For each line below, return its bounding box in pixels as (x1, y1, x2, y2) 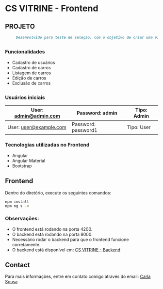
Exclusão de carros (12, 80, 51, 86)
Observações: (5, 215, 39, 222)
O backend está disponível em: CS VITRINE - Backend (12, 247, 120, 253)
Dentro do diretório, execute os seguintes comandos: (5, 190, 112, 195)
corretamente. (12, 241, 41, 247)
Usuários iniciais (5, 94, 45, 101)
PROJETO (5, 22, 35, 31)
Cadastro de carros (12, 64, 51, 70)
